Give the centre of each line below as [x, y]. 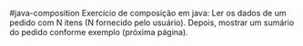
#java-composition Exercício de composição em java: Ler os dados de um [148, 13]
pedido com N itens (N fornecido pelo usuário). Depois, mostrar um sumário [152, 23]
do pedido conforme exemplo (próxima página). [99, 32]
